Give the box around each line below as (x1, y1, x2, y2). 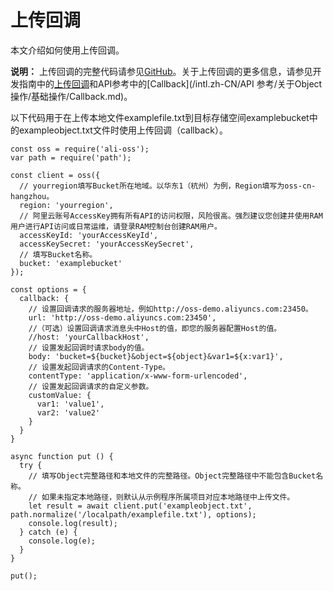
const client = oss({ (10, 170, 101, 180)
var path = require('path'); (10, 152, 132, 163)
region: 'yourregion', (19, 200, 114, 210)
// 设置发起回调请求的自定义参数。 (28, 381, 154, 391)
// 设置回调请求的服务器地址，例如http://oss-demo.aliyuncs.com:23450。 (28, 304, 313, 314)
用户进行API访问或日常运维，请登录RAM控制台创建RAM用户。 (10, 221, 222, 231)
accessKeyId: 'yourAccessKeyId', (19, 230, 159, 240)
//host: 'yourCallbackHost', (28, 332, 150, 342)
